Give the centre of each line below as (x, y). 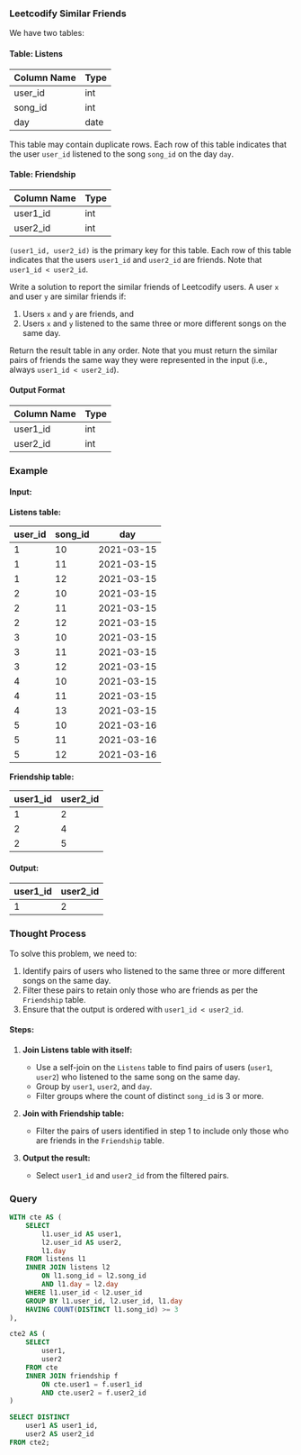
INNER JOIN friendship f (72, 1376)
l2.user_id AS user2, (82, 1242)
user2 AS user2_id (60, 1434)
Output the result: (56, 1158)
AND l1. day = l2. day (80, 1285)
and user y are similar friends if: (68, 296)
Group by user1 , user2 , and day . (94, 1086)
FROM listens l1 (56, 1259)
